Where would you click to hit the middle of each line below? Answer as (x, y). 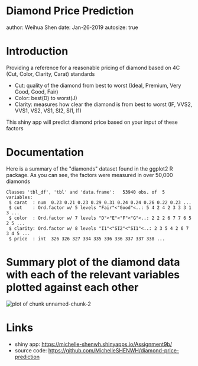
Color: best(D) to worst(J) (46, 98)
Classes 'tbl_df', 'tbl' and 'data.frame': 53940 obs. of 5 (86, 192)
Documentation (45, 152)
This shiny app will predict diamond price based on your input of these (92, 122)
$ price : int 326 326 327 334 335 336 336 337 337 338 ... (87, 239)
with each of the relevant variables (93, 275)
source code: (31, 350)
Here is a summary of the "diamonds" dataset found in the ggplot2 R (90, 168)
